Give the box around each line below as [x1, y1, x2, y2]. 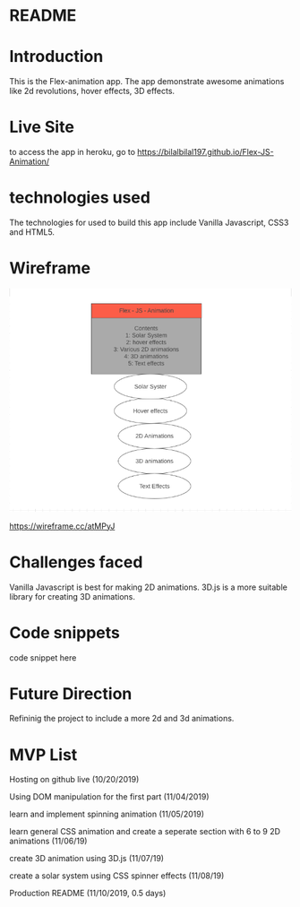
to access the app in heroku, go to [9, 147, 136, 158]
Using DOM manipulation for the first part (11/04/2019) [9, 791, 210, 802]
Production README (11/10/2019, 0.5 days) [9, 888, 167, 899]
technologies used [9, 187, 150, 208]
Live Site [9, 117, 74, 137]
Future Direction [9, 683, 133, 704]
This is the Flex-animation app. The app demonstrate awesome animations [9, 76, 285, 87]
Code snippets [9, 622, 121, 643]
